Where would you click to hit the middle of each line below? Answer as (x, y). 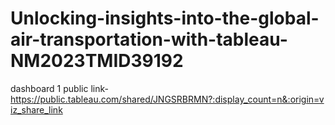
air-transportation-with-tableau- (149, 39)
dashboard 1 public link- (59, 88)
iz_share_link (36, 109)
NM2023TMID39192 (97, 61)
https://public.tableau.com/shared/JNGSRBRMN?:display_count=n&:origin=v (167, 99)
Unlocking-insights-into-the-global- (165, 18)
